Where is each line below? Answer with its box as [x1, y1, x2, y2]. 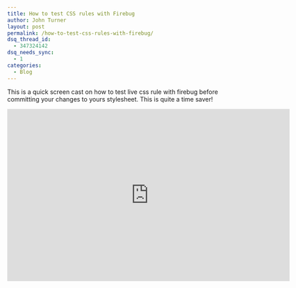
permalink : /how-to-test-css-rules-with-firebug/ [7, 29, 154, 37]
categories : [7, 62, 42, 69]
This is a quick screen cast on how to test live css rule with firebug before [7, 88, 219, 96]
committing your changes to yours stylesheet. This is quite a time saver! [7, 95, 213, 103]
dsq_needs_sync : [7, 49, 54, 56]
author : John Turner [7, 17, 67, 24]
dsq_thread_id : [7, 36, 51, 43]
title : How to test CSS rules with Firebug [7, 10, 135, 17]
